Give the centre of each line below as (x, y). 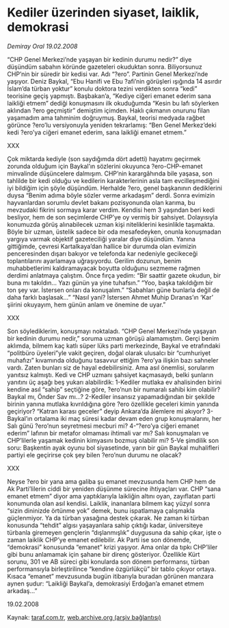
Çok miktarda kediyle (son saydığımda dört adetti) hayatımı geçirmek (104, 158)
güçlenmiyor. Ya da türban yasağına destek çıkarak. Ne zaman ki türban (108, 518)
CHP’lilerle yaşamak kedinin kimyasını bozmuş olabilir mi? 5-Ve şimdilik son (113, 440)
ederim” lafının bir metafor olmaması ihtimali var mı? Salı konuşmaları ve (108, 433)
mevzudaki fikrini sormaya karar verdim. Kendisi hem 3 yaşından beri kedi (111, 210)
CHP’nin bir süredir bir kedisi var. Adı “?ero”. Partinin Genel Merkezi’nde (108, 74)
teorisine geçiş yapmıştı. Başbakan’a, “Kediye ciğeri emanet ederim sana (109, 96)
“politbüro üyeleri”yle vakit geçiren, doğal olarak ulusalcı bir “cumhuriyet (109, 353)
